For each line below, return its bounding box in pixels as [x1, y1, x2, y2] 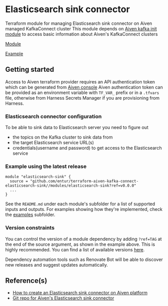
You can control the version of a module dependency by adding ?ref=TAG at [5, 236, 162, 242]
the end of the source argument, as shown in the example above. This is [5, 241, 155, 247]
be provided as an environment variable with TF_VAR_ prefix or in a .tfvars [5, 90, 159, 96]
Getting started [5, 65, 54, 74]
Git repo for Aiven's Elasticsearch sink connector [12, 295, 115, 301]
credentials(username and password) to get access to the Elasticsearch [12, 145, 162, 151]
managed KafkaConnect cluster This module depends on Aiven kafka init [5, 25, 157, 31]
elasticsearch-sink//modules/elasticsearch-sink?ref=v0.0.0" [5, 183, 137, 188]
